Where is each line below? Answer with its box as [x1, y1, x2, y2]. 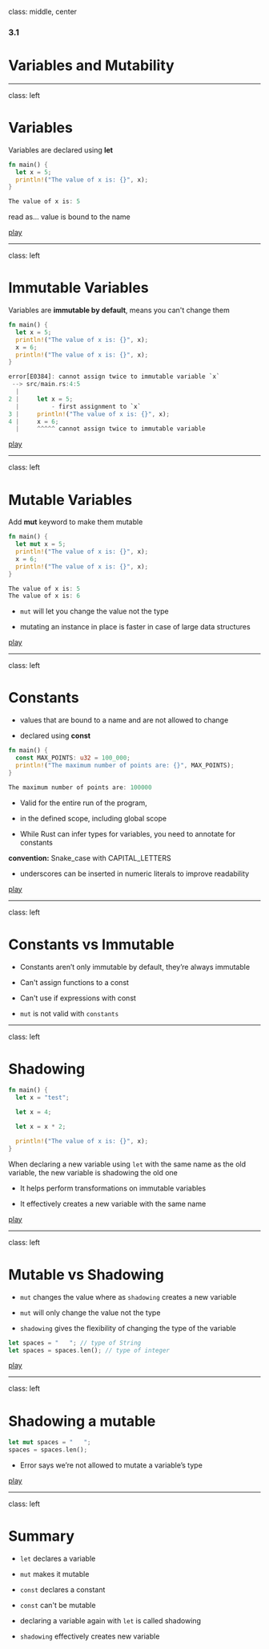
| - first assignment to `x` [15, 402, 142, 410]
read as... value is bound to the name [8, 212, 130, 222]
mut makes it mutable [19, 1570, 90, 1579]
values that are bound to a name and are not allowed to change [19, 715, 229, 725]
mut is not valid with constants [19, 1008, 119, 1018]
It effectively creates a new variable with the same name [19, 1199, 207, 1208]
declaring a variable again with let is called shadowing [19, 1616, 202, 1626]
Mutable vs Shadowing [8, 1265, 164, 1284]
